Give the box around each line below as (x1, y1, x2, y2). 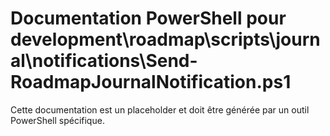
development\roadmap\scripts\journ (10, 28, 321, 51)
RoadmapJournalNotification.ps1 (10, 71, 292, 94)
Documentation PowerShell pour (10, 7, 287, 30)
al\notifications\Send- (10, 50, 198, 72)
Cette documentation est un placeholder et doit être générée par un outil (10, 103, 310, 116)
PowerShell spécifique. (10, 114, 105, 126)
